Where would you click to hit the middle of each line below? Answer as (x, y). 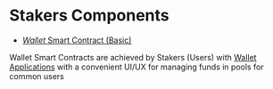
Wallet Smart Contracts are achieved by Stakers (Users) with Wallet (133, 57)
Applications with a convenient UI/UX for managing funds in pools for (137, 67)
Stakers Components (89, 16)
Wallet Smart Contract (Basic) (77, 40)
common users (37, 76)
